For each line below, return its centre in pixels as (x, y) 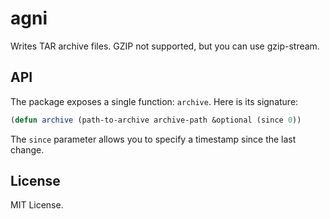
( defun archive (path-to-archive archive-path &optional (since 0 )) (156, 120)
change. (27, 149)
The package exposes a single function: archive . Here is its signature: (154, 101)
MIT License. (37, 205)
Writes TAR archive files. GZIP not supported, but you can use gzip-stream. (165, 46)
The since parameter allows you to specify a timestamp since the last (153, 139)
